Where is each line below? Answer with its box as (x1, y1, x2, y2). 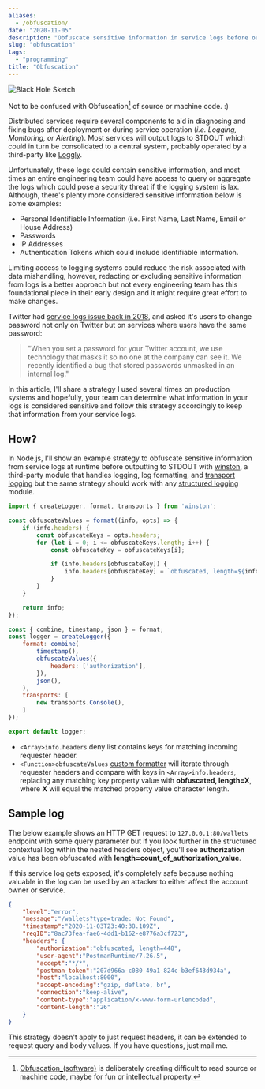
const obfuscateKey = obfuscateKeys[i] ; (50, 546, 185, 554)
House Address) (19, 223, 73, 232)
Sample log (8, 807, 65, 821)
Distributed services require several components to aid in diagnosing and (8, 116, 246, 126)
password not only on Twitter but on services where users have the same (8, 321, 247, 330)
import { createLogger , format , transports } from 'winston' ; (8, 502, 217, 510)
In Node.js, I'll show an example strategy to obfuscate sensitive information (8, 453, 252, 463)
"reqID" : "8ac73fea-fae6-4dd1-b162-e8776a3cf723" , (22, 929, 189, 938)
